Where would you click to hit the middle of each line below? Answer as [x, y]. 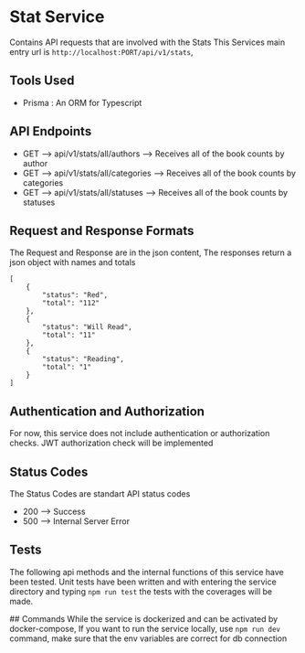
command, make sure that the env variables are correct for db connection [148, 638]
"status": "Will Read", [87, 327]
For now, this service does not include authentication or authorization [140, 434]
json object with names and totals [73, 262]
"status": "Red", [75, 295]
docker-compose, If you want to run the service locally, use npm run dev [145, 628]
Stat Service [57, 17]
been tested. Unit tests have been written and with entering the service [143, 582]
